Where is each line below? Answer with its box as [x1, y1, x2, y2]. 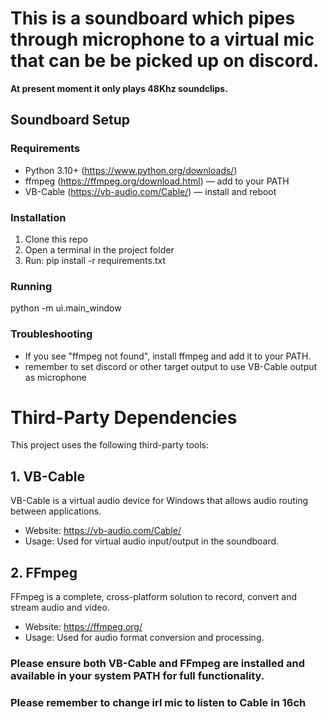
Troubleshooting [10, 327, 93, 341]
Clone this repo [24, 233, 88, 245]
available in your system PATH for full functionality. [10, 669, 265, 682]
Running [10, 279, 53, 293]
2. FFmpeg [10, 564, 78, 581]
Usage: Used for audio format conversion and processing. [24, 632, 265, 644]
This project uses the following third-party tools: [10, 439, 210, 451]
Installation [10, 210, 67, 224]
